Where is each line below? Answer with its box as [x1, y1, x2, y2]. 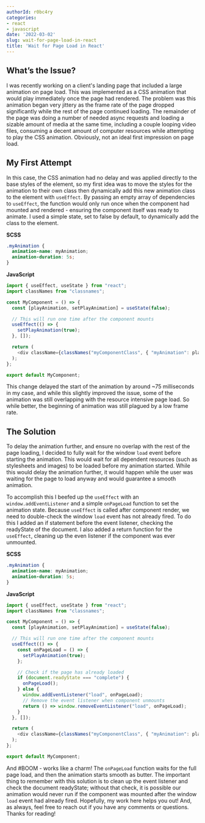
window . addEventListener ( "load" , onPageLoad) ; [22, 692, 143, 698]
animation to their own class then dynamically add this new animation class [6, 187, 195, 194]
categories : [6, 15, 37, 21]
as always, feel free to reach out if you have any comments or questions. [6, 803, 189, 811]
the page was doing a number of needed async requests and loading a [6, 114, 184, 121]
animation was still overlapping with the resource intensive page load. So [6, 396, 190, 403]
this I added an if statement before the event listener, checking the [6, 519, 173, 527]
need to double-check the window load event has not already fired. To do [6, 513, 192, 520]
